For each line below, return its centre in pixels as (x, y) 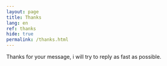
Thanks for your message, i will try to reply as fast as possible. (84, 57)
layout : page (23, 12)
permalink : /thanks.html (37, 40)
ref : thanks (21, 28)
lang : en (17, 23)
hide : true (20, 34)
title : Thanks (24, 17)
